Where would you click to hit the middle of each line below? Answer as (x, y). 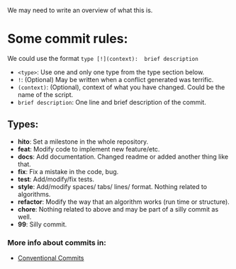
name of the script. (45, 94)
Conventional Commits (51, 258)
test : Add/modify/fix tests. (56, 179)
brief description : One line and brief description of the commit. (112, 102)
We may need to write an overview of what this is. (80, 10)
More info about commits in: (57, 242)
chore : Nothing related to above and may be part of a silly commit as (118, 209)
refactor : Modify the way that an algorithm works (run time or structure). (124, 202)
